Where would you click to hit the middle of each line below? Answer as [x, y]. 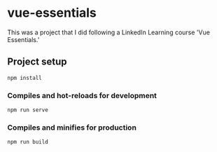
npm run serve [28, 110]
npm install [24, 78]
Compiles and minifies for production [72, 127]
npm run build [28, 142]
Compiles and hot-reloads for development [82, 95]
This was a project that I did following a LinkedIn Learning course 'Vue [108, 32]
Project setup [37, 62]
